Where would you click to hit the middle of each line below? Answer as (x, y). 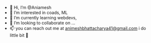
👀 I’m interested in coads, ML (38, 13)
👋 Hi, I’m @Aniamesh (30, 7)
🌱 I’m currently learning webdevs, (43, 18)
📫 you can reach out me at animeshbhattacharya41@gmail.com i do (78, 28)
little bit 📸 (19, 35)
